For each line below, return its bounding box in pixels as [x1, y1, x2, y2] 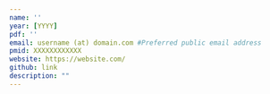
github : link [9, 64, 58, 73]
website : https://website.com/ [9, 55, 126, 64]
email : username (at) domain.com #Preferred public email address [9, 38, 262, 47]
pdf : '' [9, 30, 38, 38]
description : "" [9, 72, 70, 81]
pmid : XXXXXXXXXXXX [9, 47, 82, 56]
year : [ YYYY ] [9, 21, 58, 30]
